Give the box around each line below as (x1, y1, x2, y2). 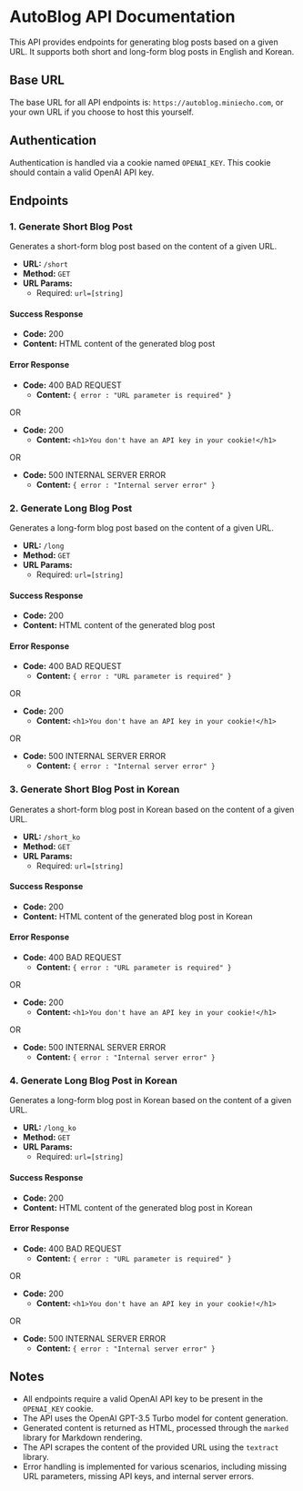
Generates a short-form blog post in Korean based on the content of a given (9, 804, 295, 815)
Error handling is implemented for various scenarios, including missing (22, 1461, 288, 1472)
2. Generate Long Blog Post (9, 502, 133, 514)
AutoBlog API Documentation (9, 6, 236, 27)
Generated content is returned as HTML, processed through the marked (22, 1422, 289, 1433)
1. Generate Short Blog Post (9, 220, 134, 233)
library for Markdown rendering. (22, 1432, 143, 1443)
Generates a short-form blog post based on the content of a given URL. (9, 241, 278, 252)
